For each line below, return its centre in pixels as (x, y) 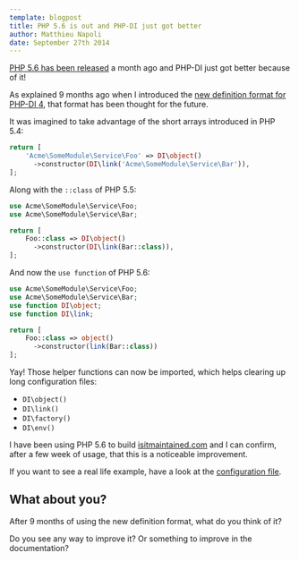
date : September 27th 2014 (60, 42)
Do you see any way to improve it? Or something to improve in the (131, 539)
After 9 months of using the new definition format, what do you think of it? (145, 521)
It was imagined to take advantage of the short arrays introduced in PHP (142, 122)
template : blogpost (46, 17)
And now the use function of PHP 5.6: (80, 272)
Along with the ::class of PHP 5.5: (73, 190)
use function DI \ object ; (56, 305)
